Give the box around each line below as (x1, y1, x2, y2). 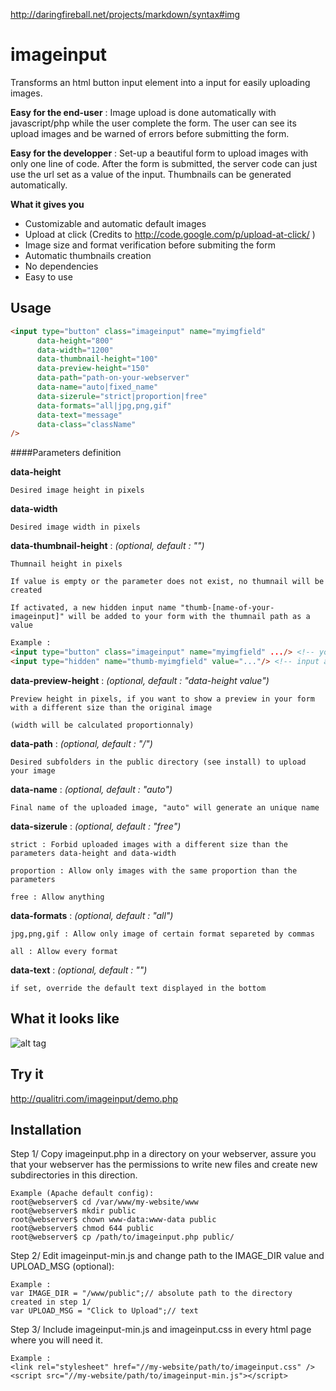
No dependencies (24, 260, 99, 272)
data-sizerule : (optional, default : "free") (10, 820, 182, 832)
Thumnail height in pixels (10, 559, 123, 569)
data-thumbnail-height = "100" (36, 354, 159, 364)
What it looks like (10, 1010, 120, 1028)
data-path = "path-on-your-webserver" (36, 373, 190, 383)
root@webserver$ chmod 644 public (10, 1224, 155, 1234)
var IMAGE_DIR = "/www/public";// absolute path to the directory (10, 1289, 293, 1299)
